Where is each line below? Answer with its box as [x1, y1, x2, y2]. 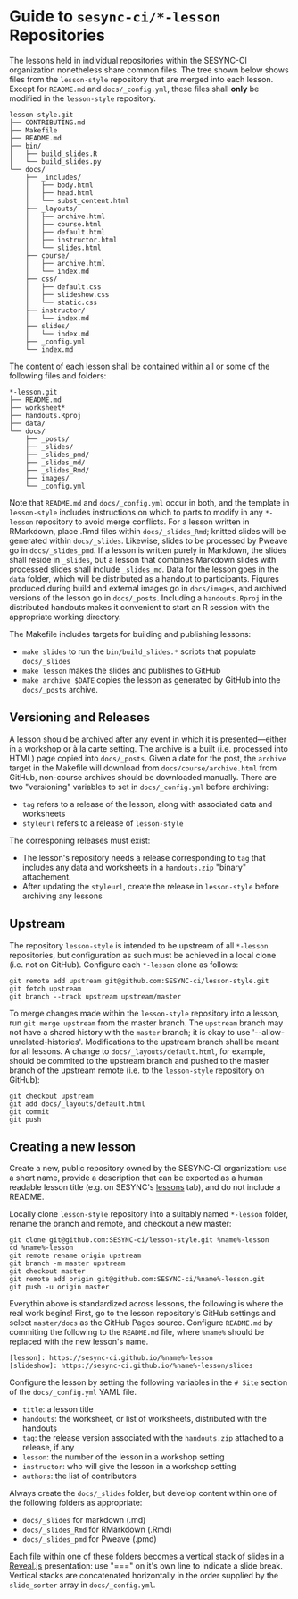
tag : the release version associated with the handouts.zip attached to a [21, 1433, 284, 1443]
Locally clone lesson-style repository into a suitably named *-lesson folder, [9, 1209, 288, 1220]
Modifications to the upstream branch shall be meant [84, 1036, 279, 1047]
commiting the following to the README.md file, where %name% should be [9, 1327, 265, 1338]
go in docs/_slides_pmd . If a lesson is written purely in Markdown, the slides [9, 544, 287, 556]
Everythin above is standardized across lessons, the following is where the [9, 1298, 284, 1309]
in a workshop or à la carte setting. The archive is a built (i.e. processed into [9, 743, 288, 753]
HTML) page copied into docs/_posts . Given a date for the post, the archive [9, 753, 287, 763]
